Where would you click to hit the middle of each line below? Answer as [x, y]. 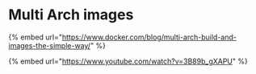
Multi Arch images [71, 15]
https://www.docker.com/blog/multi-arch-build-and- [149, 37]
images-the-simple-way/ [50, 45]
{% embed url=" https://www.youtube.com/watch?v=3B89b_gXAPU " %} [128, 61]
